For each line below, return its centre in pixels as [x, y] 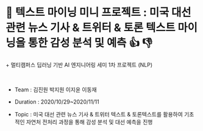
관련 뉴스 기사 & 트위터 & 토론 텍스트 [91, 28]
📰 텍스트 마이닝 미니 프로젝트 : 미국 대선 [98, 12]
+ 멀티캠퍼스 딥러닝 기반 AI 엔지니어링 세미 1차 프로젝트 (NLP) [79, 65]
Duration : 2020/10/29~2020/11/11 [57, 102]
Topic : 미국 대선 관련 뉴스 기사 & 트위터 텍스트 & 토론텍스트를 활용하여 [99, 114]
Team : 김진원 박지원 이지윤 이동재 [55, 90]
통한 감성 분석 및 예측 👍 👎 [90, 43]
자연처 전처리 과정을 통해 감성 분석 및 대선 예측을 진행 [89, 122]
